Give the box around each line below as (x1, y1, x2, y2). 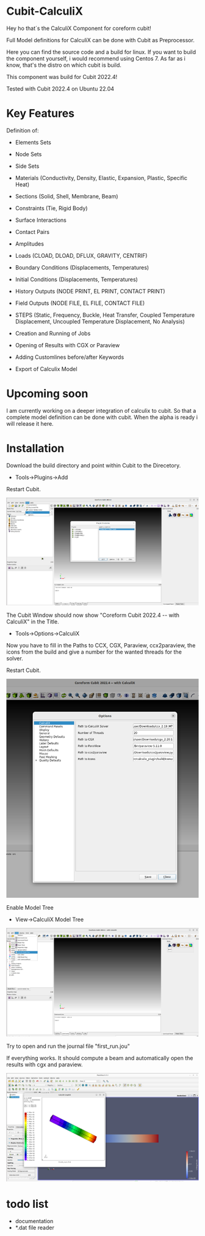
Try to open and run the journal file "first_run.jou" (6, 1042, 130, 1050)
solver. (6, 654, 23, 662)
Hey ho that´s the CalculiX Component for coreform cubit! (6, 24, 151, 32)
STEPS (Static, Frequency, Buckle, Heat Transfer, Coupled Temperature (15, 311, 195, 318)
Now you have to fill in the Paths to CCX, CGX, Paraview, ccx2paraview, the (6, 641, 196, 649)
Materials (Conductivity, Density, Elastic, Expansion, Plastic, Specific (15, 174, 188, 181)
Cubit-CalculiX (6, 4, 84, 18)
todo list (6, 1197, 49, 1211)
